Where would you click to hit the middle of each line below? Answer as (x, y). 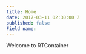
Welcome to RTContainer (38, 46)
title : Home (21, 12)
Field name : (21, 28)
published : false (28, 23)
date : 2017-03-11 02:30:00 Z (43, 17)
